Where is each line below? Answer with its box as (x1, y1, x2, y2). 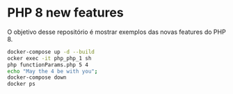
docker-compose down (7, 74, 67, 81)
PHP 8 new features (7, 5, 124, 21)
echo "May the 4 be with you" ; (7, 68, 98, 75)
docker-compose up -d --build (7, 48, 95, 55)
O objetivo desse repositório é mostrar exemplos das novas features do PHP (7, 28, 226, 36)
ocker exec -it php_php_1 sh (7, 55, 92, 62)
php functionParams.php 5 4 (7, 61, 89, 68)
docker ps (7, 81, 36, 88)
